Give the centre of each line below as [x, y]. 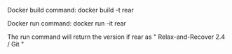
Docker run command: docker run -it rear [67, 23]
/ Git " [16, 44]
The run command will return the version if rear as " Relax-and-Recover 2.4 [116, 37]
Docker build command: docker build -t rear [71, 10]
